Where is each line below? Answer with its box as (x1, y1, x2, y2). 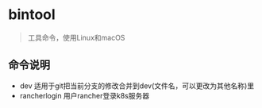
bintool (8, 6, 56, 24)
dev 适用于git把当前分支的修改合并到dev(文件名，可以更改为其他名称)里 (19, 81, 255, 91)
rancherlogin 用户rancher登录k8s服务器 (19, 91, 149, 100)
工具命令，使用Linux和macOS (27, 33, 125, 42)
